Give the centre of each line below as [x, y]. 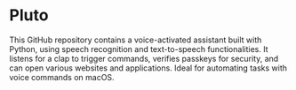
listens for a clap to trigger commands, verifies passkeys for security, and [144, 58]
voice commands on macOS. [62, 77]
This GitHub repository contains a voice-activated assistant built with [136, 40]
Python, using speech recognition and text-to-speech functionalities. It [139, 49]
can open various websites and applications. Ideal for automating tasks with [148, 68]
